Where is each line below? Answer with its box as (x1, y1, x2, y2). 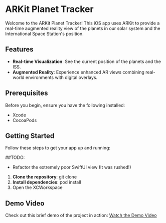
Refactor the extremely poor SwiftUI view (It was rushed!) (12, 164, 131, 170)
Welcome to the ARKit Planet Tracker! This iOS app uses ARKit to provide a (5, 20, 160, 26)
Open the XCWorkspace (12, 184, 63, 190)
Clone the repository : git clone (12, 174, 77, 180)
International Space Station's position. (5, 30, 84, 36)
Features (5, 45, 34, 53)
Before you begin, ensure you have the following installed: (5, 102, 125, 108)
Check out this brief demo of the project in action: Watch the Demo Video (5, 212, 157, 218)
